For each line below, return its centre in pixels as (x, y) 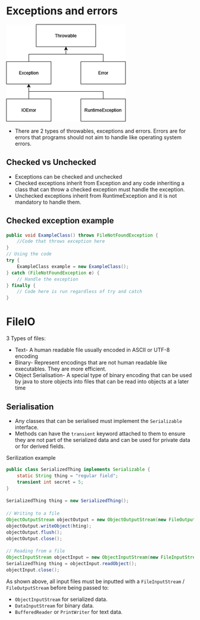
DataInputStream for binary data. (54, 605)
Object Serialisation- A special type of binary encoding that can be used (103, 375)
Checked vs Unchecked (51, 162)
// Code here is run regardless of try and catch (80, 292)
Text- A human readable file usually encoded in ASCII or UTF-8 (92, 350)
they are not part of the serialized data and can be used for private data (102, 440)
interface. (26, 427)
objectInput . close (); (33, 570)
